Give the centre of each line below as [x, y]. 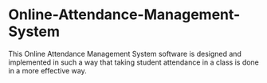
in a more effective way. [47, 70]
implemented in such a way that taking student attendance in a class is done [133, 62]
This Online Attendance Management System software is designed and [125, 53]
